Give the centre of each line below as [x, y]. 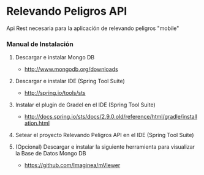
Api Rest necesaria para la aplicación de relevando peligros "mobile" [93, 28]
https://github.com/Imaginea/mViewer [72, 165]
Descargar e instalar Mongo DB [55, 58]
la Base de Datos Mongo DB [51, 154]
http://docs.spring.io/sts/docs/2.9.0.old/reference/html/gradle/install [111, 117]
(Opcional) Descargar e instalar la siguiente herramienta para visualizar [105, 147]
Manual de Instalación [40, 44]
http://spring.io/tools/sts [55, 93]
